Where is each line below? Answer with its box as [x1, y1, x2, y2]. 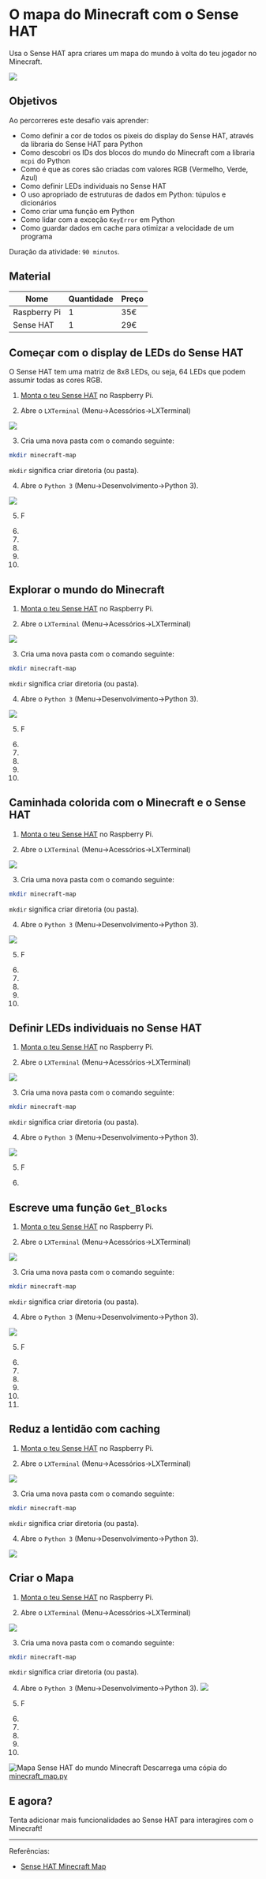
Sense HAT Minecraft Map [20, 1862, 107, 1871]
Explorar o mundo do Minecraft [9, 583, 165, 596]
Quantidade [68, 293, 114, 304]
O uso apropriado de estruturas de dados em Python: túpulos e [20, 190, 227, 199]
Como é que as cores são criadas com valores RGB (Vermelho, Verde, [20, 164, 249, 174]
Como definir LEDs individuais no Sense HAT [20, 181, 167, 190]
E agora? [9, 1794, 54, 1808]
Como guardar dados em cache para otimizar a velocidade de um [20, 223, 234, 232]
